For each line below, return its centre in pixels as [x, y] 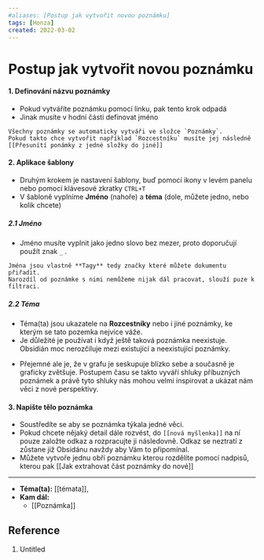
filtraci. [24, 286]
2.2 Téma [24, 304]
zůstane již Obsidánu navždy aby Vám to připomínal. [104, 450]
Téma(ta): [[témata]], [54, 489]
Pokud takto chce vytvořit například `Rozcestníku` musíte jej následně [130, 138]
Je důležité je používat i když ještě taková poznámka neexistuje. [123, 340]
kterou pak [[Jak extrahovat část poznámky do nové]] [106, 466]
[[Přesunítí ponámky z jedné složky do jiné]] [86, 145]
